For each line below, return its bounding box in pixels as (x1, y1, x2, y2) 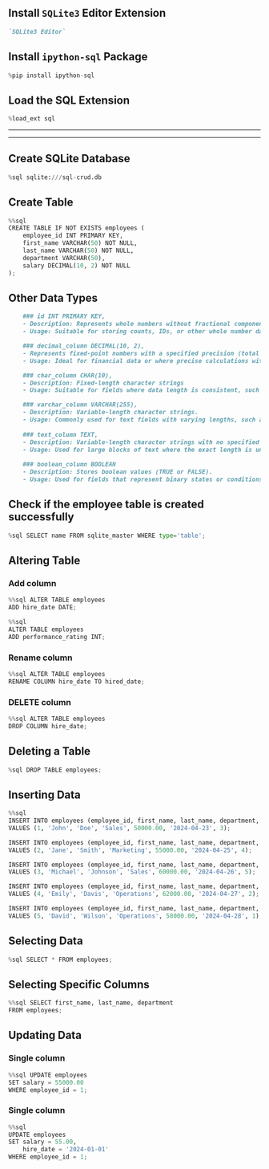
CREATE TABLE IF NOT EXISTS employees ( (8, 224, 146, 232)
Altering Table (8, 553, 81, 567)
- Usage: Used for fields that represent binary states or (22, 475, 224, 483)
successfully (8, 510, 74, 524)
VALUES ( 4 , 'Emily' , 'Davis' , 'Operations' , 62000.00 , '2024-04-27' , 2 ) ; (8, 890, 260, 898)
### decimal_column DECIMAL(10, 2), (22, 342, 146, 350)
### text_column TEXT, (22, 430, 98, 438)
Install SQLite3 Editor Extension (8, 6, 167, 20)
